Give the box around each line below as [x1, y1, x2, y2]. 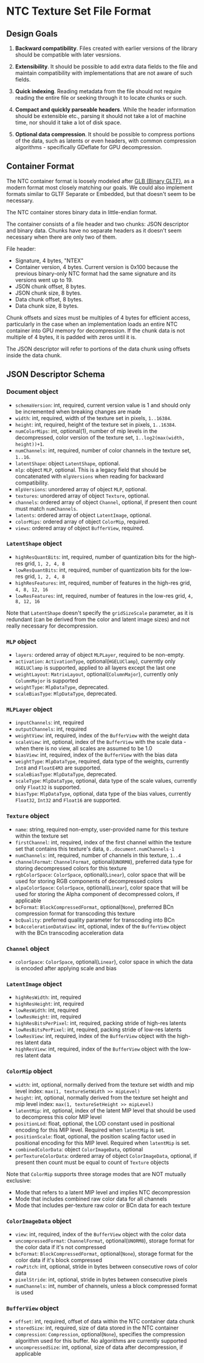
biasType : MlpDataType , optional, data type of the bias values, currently [15, 790, 191, 797]
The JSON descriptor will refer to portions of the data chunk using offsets [6, 345, 191, 352]
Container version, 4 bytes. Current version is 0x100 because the [15, 263, 178, 270]
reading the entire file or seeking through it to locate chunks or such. [15, 94, 187, 101]
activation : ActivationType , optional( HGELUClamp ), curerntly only [15, 657, 176, 665]
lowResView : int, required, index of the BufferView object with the [15, 1032, 176, 1040]
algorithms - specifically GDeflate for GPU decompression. [15, 144, 163, 150]
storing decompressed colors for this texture [15, 864, 127, 872]
